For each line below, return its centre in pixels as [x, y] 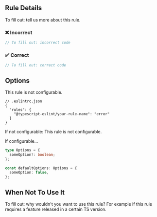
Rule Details [24, 8]
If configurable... [22, 141]
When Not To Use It [35, 192]
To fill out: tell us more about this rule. [43, 20]
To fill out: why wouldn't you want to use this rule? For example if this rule [78, 204]
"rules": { [20, 109]
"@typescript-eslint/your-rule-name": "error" [62, 114]
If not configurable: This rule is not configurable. [53, 131]
